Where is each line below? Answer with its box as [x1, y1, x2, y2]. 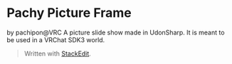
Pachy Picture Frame [6, 5, 132, 21]
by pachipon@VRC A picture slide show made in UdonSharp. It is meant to [6, 28, 225, 37]
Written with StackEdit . [23, 49, 92, 58]
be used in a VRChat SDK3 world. [6, 35, 105, 44]
